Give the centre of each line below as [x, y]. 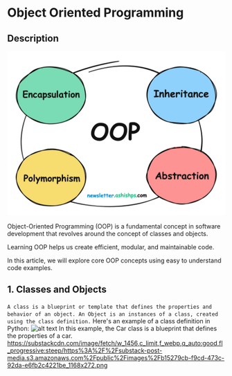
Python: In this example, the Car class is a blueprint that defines [112, 328]
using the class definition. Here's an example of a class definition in [109, 321]
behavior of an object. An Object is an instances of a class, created [113, 314]
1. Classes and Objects [57, 290]
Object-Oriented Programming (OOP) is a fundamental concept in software [114, 226]
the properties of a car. [40, 335]
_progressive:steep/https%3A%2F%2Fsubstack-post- [85, 350]
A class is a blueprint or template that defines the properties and [110, 307]
